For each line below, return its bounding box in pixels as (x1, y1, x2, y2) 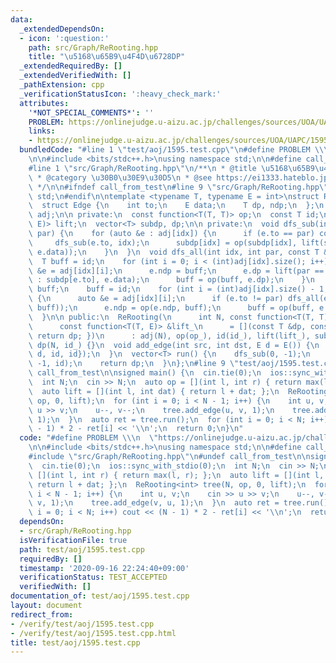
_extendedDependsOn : (19, 24, 105, 34)
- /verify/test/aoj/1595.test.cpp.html (10, 628, 177, 638)
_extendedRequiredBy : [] (19, 61, 123, 71)
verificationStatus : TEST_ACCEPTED (19, 572, 168, 583)
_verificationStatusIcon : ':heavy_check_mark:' (19, 89, 222, 99)
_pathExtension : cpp (19, 80, 105, 90)
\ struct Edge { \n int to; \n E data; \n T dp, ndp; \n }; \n (28, 201, 325, 211)
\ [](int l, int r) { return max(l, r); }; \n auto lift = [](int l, (28, 470, 325, 480)
